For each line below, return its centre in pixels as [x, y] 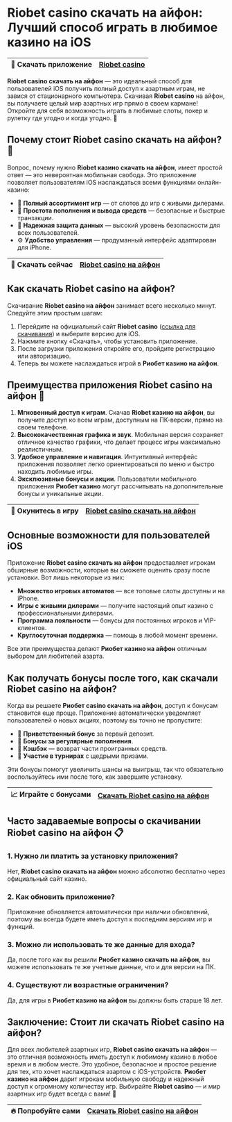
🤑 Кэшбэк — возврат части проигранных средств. [92, 749]
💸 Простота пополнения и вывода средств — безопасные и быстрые [121, 211]
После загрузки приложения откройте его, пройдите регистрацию [116, 348]
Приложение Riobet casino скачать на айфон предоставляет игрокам [111, 563]
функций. [21, 926]
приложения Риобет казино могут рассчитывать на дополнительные [120, 486]
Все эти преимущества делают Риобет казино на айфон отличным [107, 649]
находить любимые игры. [55, 472]
